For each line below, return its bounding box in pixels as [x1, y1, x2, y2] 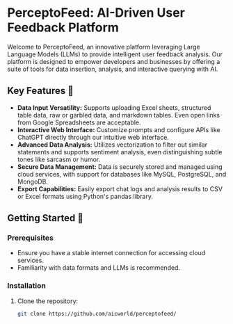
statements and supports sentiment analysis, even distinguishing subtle [17, 147, 223, 156]
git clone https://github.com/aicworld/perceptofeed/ [17, 310, 177, 317]
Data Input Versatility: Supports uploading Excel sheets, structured [17, 103, 211, 112]
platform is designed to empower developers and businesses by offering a [7, 57, 220, 65]
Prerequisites [7, 233, 54, 243]
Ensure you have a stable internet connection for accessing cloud [17, 249, 206, 257]
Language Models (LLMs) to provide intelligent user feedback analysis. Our [7, 50, 223, 58]
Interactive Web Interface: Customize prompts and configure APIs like [17, 125, 220, 133]
